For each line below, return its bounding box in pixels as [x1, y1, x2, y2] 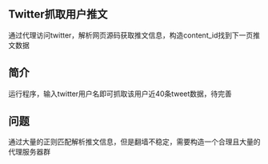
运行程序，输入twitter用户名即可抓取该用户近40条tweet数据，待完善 [8, 89, 232, 98]
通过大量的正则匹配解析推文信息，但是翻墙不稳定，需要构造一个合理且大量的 [8, 137, 261, 146]
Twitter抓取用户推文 [8, 7, 108, 22]
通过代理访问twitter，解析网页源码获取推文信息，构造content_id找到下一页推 [8, 30, 261, 40]
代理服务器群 [8, 147, 50, 157]
